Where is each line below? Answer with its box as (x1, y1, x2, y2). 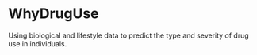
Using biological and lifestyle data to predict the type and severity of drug (8, 31, 250, 40)
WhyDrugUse (8, 5, 99, 23)
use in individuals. (8, 38, 67, 48)
